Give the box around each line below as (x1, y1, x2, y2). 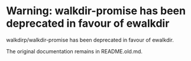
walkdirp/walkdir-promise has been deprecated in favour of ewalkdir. (6, 36, 174, 43)
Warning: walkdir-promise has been (6, 4, 186, 18)
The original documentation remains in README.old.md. (6, 47, 143, 54)
